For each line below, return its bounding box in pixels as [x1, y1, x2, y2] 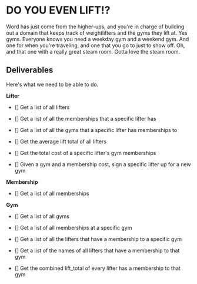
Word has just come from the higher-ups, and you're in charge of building [6, 23, 185, 30]
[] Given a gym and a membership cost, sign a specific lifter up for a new [14, 160, 191, 168]
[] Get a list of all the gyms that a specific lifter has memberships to [14, 126, 178, 133]
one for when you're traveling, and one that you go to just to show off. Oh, [6, 42, 185, 49]
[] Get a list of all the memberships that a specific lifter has [14, 115, 157, 122]
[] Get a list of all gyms [14, 213, 69, 220]
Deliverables [6, 65, 54, 75]
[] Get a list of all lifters [14, 104, 70, 111]
